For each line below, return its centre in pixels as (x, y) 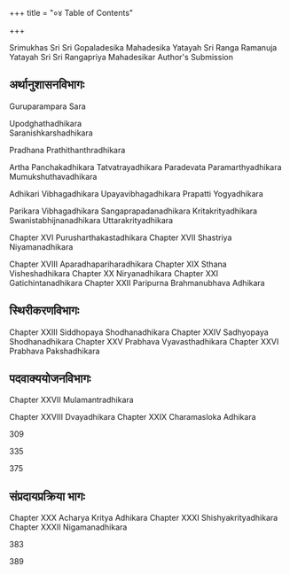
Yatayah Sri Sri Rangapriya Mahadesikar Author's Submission (121, 57)
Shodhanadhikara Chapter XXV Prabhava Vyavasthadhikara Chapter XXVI (144, 341)
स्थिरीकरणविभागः (44, 310)
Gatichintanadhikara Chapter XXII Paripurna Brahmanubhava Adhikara (137, 283)
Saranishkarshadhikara (51, 133)
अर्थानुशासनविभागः (47, 85)
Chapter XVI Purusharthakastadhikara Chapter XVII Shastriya (121, 237)
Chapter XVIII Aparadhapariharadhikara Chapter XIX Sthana (118, 264)
